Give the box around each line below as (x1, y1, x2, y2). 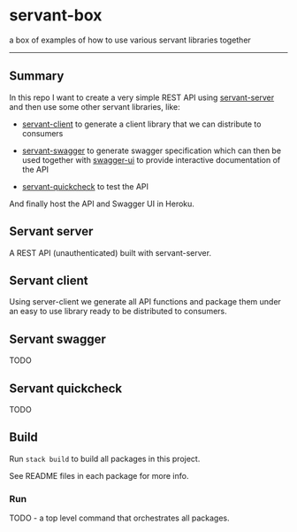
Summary (9, 68, 65, 84)
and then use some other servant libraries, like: (9, 101, 181, 112)
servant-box (9, 5, 103, 26)
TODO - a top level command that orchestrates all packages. (9, 513, 230, 523)
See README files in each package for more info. (9, 470, 189, 481)
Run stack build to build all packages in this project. (9, 453, 201, 464)
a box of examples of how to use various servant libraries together (9, 35, 252, 45)
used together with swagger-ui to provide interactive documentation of (21, 154, 281, 165)
